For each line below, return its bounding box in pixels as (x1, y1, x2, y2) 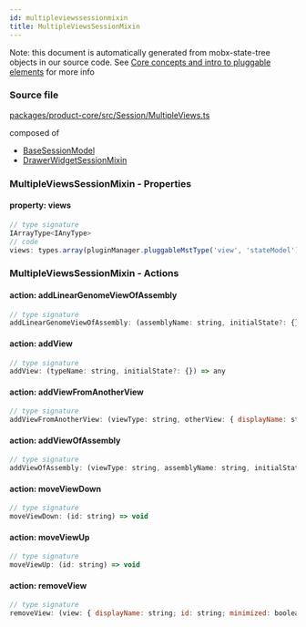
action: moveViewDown (9, 483, 102, 494)
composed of (9, 127, 60, 138)
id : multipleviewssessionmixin (9, 13, 128, 23)
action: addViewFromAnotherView (9, 386, 144, 397)
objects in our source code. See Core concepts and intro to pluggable (9, 57, 271, 67)
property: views (9, 200, 71, 211)
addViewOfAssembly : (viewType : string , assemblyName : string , (9, 464, 250, 473)
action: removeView (9, 580, 87, 591)
